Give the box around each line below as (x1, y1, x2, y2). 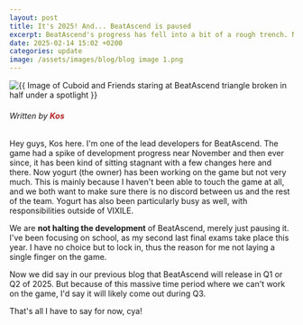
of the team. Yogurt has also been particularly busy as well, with (9, 196, 248, 207)
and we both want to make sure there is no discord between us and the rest (9, 186, 290, 197)
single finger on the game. (9, 252, 107, 263)
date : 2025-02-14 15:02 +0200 (9, 38, 124, 48)
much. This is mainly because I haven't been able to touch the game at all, (9, 177, 285, 188)
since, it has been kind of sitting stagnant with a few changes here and (9, 157, 272, 168)
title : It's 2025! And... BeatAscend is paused (9, 22, 192, 31)
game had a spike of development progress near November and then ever (9, 148, 284, 159)
